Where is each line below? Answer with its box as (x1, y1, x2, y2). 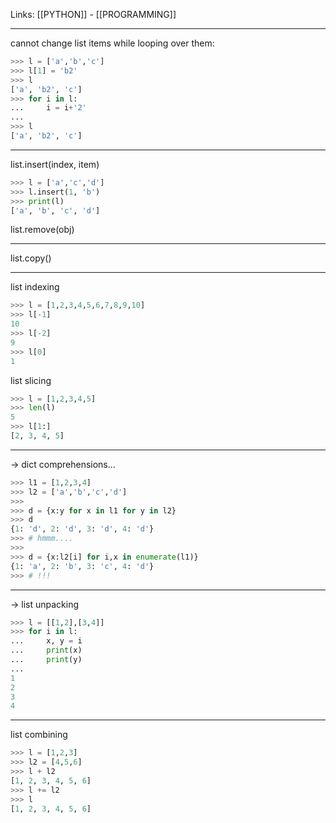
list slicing (10, 374, 52, 386)
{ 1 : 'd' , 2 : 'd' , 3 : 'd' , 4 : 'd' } (10, 524, 155, 534)
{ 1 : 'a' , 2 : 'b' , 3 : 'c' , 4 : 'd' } (10, 561, 155, 571)
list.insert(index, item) (10, 158, 100, 170)
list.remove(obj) (10, 224, 75, 236)
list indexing (10, 281, 60, 293)
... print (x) (10, 645, 83, 656)
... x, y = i (10, 636, 83, 646)
